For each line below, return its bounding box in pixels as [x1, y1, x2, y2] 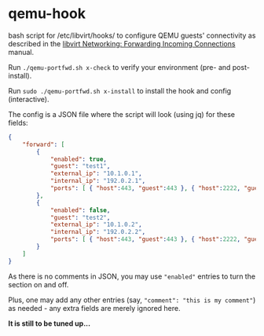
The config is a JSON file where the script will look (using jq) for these [8, 109, 236, 119]
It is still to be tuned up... [8, 319, 91, 328]
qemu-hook [8, 5, 86, 23]
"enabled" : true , [49, 155, 108, 163]
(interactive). [8, 94, 49, 104]
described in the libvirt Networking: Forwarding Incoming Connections [8, 38, 236, 48]
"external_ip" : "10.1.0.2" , [49, 221, 143, 228]
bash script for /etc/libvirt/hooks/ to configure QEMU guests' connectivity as [8, 31, 256, 40]
